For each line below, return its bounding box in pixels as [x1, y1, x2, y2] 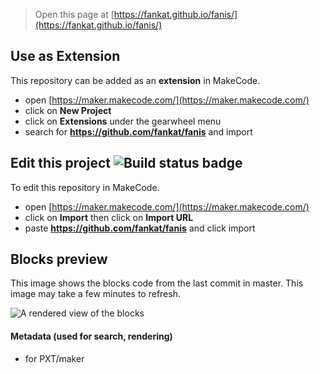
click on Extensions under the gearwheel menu [24, 115, 222, 127]
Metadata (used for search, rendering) [10, 330, 173, 343]
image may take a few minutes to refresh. [10, 288, 181, 300]
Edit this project [10, 155, 111, 172]
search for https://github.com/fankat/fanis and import [24, 125, 253, 138]
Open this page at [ [34, 9, 115, 20]
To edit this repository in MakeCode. [10, 181, 160, 193]
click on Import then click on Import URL [24, 211, 194, 223]
